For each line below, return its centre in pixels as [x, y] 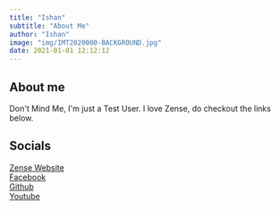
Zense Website [37, 167]
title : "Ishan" [38, 17]
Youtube [25, 196]
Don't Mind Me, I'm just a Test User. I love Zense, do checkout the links [140, 108]
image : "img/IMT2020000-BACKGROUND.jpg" [86, 42]
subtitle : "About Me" [50, 26]
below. [21, 118]
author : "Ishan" [39, 34]
